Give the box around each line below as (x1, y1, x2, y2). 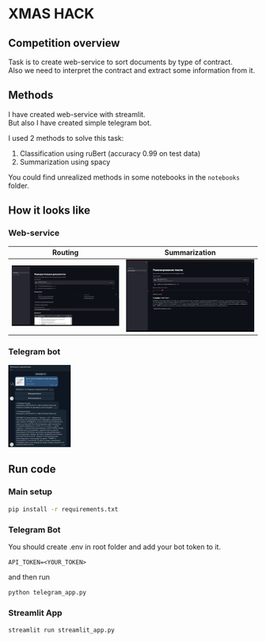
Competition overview (8, 36, 120, 50)
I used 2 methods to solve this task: (8, 133, 124, 142)
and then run (8, 572, 50, 582)
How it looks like (8, 203, 91, 218)
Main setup (8, 486, 53, 497)
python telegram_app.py (8, 588, 87, 596)
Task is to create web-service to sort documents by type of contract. (8, 57, 234, 66)
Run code (8, 462, 56, 476)
